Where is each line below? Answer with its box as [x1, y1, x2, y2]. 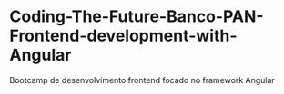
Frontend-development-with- [9, 25, 238, 46]
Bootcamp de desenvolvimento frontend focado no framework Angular [9, 74, 275, 85]
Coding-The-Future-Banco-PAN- [9, 6, 264, 27]
